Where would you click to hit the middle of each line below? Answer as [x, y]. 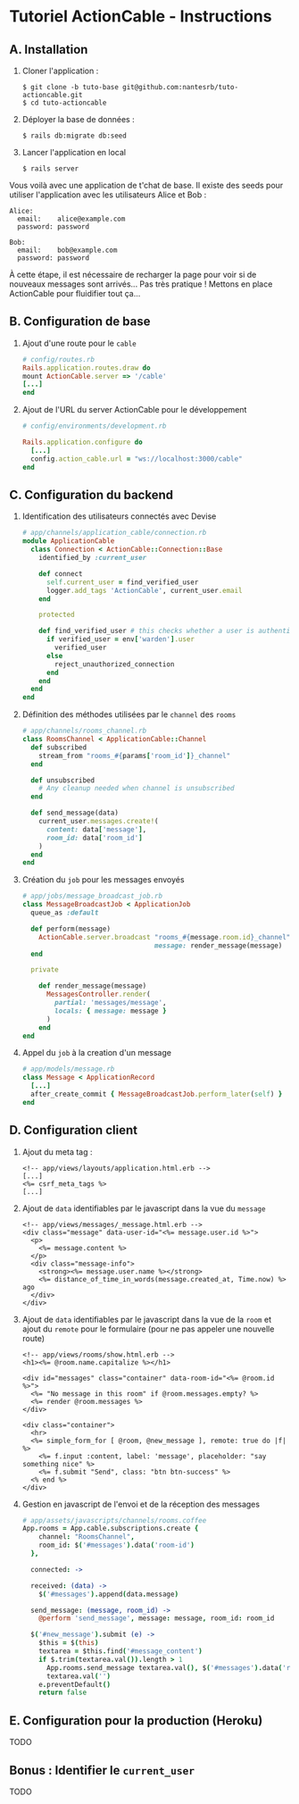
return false [63, 1693]
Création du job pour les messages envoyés [103, 880]
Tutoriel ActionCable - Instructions [141, 17]
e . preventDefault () [75, 1684]
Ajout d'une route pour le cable [79, 343]
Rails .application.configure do [82, 443]
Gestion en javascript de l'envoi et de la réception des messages [141, 1504]
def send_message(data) [75, 813]
